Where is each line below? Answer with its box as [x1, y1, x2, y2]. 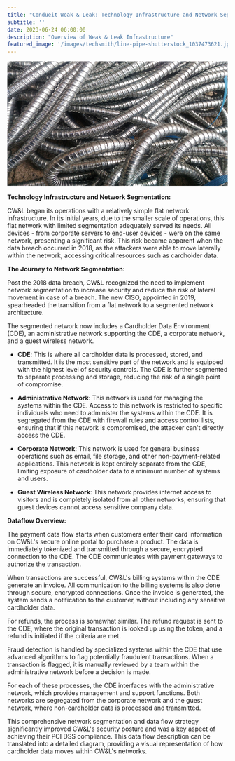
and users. [17, 474, 48, 483]
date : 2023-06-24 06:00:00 [7, 26, 86, 33]
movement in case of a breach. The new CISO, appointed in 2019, [7, 293, 196, 302]
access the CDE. [17, 431, 66, 439]
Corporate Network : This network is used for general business [17, 444, 199, 452]
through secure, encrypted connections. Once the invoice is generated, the [7, 588, 225, 596]
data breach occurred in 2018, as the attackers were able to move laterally [7, 243, 221, 252]
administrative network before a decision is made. [7, 667, 152, 676]
